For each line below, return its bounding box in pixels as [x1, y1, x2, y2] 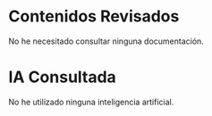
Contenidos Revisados [8, 6, 180, 27]
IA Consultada [8, 67, 117, 87]
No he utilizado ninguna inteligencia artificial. [8, 96, 174, 107]
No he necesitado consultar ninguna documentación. [8, 36, 205, 46]
